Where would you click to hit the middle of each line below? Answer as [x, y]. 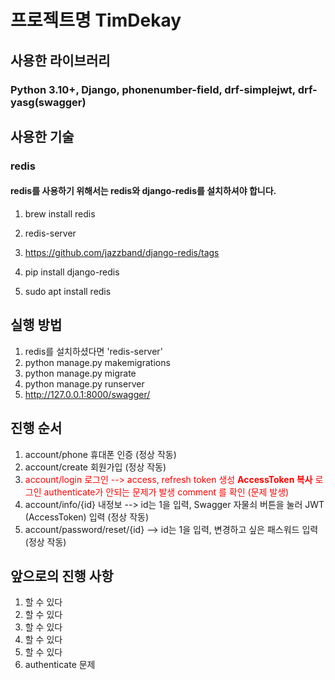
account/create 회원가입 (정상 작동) [95, 467]
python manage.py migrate [80, 373]
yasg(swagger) [48, 102]
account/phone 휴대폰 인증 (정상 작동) [100, 454]
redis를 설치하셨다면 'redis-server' [93, 351]
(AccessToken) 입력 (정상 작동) [87, 517]
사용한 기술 [42, 136]
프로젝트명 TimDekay [96, 20]
